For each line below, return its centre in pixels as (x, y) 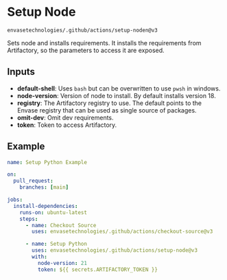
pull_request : (33, 181)
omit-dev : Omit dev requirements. (65, 117)
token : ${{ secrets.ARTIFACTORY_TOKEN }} (97, 269)
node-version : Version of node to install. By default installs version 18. (116, 95)
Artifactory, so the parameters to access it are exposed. (86, 50)
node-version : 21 (62, 263)
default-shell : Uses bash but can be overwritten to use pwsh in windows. (119, 88)
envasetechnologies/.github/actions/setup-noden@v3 (82, 30)
